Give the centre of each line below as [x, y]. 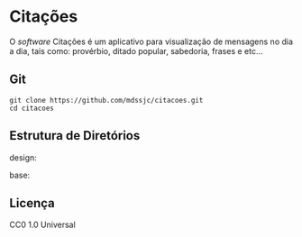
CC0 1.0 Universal [43, 225]
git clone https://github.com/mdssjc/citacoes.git [106, 100]
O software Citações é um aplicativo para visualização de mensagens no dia [151, 41]
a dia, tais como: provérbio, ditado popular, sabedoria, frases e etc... [136, 50]
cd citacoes [32, 108]
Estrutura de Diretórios [75, 136]
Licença [32, 203]
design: [23, 157]
